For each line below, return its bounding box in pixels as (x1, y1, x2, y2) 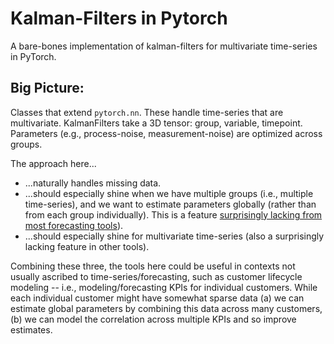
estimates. (10, 323, 53, 336)
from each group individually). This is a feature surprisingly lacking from (24, 208, 323, 221)
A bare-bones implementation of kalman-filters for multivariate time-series (10, 40, 318, 52)
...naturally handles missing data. (24, 177, 162, 189)
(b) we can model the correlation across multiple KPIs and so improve (10, 313, 297, 325)
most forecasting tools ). (24, 219, 124, 231)
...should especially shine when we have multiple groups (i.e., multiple (24, 187, 314, 199)
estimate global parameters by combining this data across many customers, (10, 302, 323, 314)
